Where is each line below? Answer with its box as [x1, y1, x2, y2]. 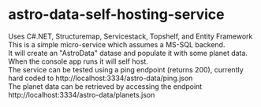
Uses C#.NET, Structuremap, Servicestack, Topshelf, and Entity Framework [8, 31, 253, 41]
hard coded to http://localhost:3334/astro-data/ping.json [8, 73, 193, 83]
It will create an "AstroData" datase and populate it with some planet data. [8, 48, 248, 57]
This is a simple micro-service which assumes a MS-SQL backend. [8, 39, 226, 49]
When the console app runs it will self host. [8, 57, 148, 66]
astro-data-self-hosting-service [8, 6, 225, 24]
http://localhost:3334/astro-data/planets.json [8, 90, 155, 99]
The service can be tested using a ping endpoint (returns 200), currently [8, 65, 244, 74]
